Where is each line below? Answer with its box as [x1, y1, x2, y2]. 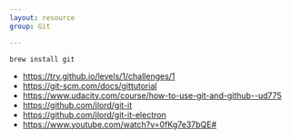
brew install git [9, 55, 75, 64]
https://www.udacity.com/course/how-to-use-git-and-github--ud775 [22, 90, 282, 101]
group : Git [9, 22, 51, 31]
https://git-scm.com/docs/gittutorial [22, 80, 157, 91]
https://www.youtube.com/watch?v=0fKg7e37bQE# [22, 119, 217, 130]
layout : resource [9, 13, 75, 23]
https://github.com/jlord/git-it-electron [22, 109, 166, 120]
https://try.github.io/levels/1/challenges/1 [22, 70, 176, 82]
